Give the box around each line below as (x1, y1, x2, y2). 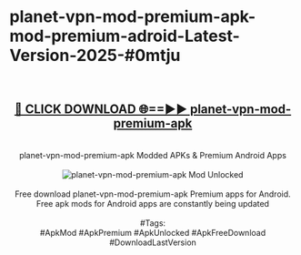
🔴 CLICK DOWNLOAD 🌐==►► (14, 102, 188, 117)
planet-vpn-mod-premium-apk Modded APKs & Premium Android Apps (19, 149, 286, 160)
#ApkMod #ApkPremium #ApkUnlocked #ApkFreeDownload (39, 227, 266, 238)
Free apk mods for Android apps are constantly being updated (35, 198, 270, 209)
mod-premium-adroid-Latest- (9, 25, 241, 46)
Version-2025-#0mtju (9, 46, 181, 66)
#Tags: (139, 217, 166, 229)
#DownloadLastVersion (108, 237, 197, 248)
